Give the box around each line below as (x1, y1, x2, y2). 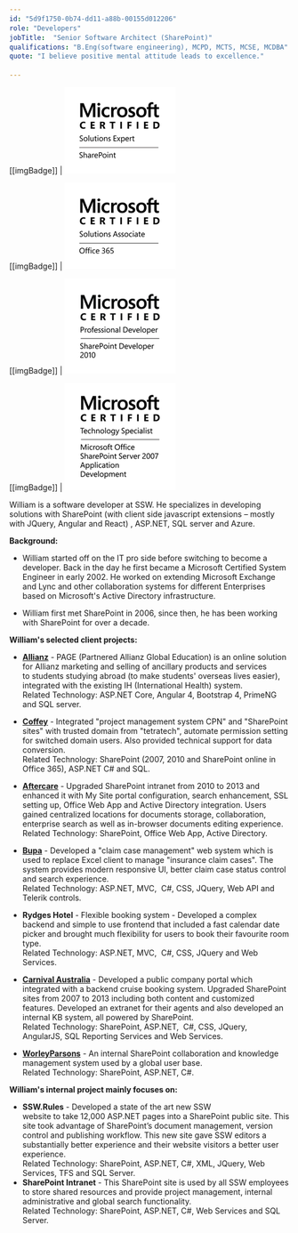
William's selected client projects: (9, 634, 138, 645)
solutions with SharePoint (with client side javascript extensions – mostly (9, 509, 276, 520)
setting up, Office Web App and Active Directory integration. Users (21, 800, 267, 810)
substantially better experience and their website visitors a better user (21, 1140, 279, 1149)
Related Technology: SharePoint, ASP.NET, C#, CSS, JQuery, (21, 1021, 247, 1032)
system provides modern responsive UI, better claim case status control (21, 864, 286, 874)
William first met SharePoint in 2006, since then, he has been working (21, 608, 278, 618)
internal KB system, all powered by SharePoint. (21, 1012, 194, 1022)
